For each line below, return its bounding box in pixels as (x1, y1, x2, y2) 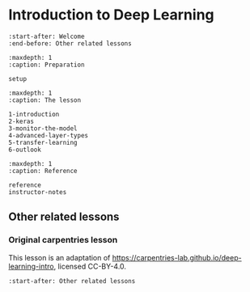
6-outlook (8, 146, 42, 154)
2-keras (8, 117, 35, 125)
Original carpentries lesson (8, 235, 118, 246)
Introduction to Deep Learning (8, 6, 214, 24)
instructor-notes (8, 188, 67, 196)
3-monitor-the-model (8, 124, 78, 133)
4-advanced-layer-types (8, 131, 89, 139)
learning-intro (8, 261, 54, 271)
